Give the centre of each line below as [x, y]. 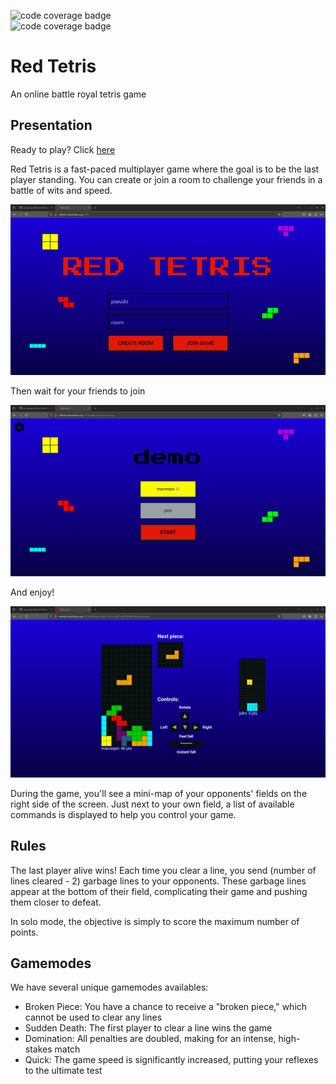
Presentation [51, 125]
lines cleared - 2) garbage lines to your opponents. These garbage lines [158, 881]
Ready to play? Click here [63, 149]
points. [24, 932]
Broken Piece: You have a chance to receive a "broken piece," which [166, 1007]
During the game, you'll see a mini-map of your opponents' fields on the [159, 793]
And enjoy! [32, 592]
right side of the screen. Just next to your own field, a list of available [152, 804]
